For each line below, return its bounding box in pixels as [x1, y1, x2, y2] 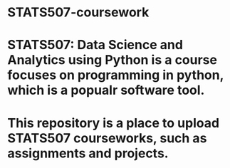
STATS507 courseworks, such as [7, 130, 207, 146]
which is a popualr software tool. [7, 83, 205, 98]
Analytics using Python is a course [7, 52, 217, 68]
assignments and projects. [7, 145, 169, 161]
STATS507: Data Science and [7, 37, 184, 53]
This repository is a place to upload [7, 115, 219, 131]
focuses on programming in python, [7, 67, 224, 83]
